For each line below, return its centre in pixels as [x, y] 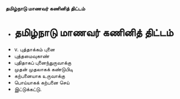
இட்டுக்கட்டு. [28, 89]
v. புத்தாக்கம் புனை [35, 49]
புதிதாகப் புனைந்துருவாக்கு [42, 62]
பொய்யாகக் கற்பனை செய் [42, 82]
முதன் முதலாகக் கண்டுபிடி [43, 69]
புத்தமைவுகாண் [32, 56]
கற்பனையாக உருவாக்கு [40, 75]
